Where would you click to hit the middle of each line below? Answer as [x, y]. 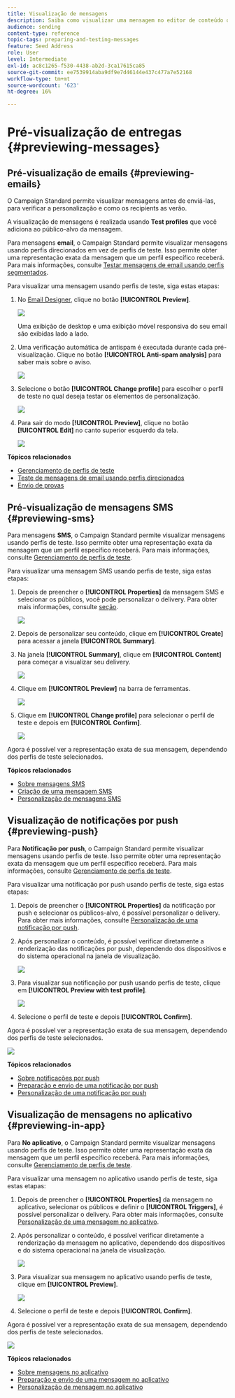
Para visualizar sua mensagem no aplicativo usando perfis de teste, [115, 1276]
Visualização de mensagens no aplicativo [100, 1115]
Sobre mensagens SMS [51, 783]
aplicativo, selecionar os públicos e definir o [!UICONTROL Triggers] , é [120, 1206]
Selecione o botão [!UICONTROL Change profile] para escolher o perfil [120, 389]
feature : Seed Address [40, 46]
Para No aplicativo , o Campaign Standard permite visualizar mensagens [111, 1142]
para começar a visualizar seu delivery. [74, 662]
